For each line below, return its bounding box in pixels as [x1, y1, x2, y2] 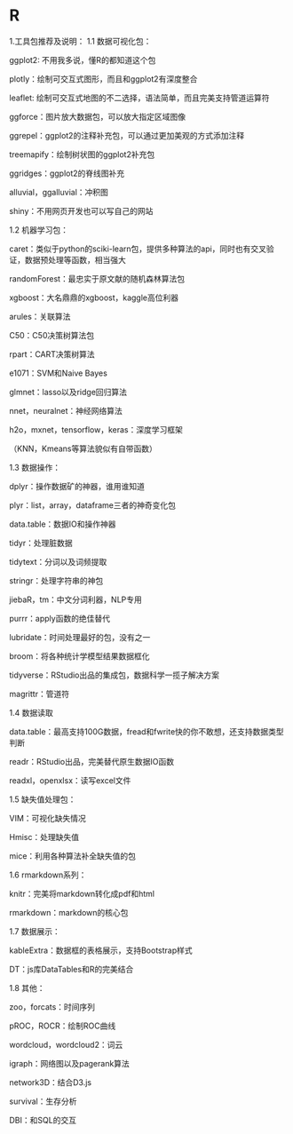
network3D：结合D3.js [9, 1076, 91, 1088]
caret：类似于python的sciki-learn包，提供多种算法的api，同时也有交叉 [9, 243, 267, 254]
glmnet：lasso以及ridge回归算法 [9, 386, 127, 397]
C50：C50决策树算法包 [9, 329, 95, 340]
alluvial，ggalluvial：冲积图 [9, 186, 109, 197]
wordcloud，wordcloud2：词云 [9, 1039, 123, 1050]
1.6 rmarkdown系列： [9, 869, 87, 880]
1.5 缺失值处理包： [9, 794, 76, 805]
